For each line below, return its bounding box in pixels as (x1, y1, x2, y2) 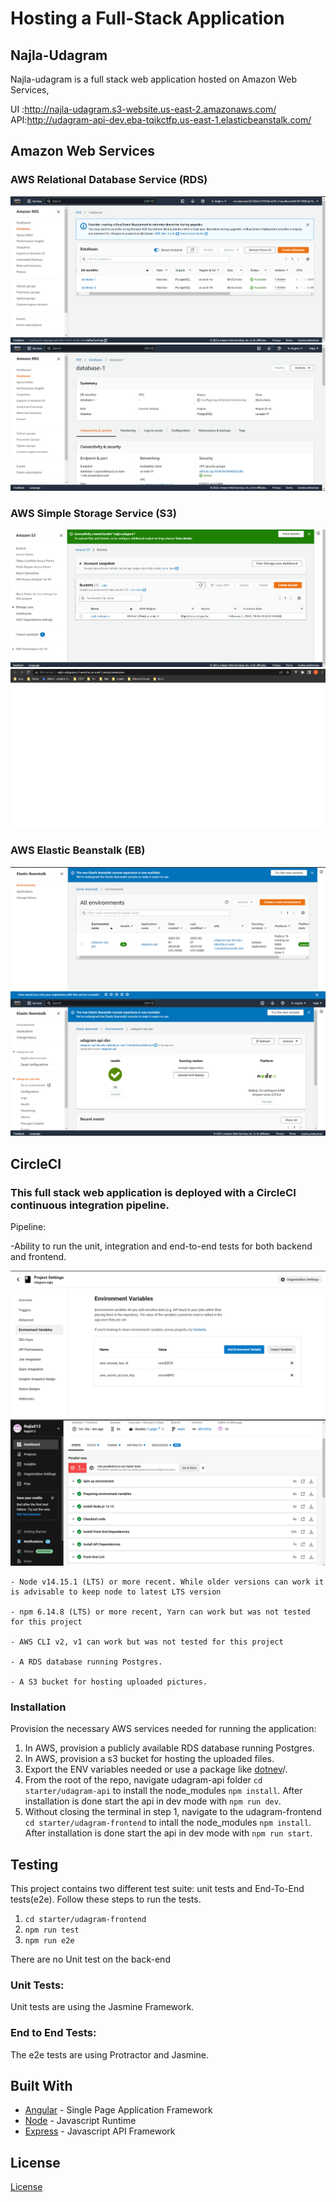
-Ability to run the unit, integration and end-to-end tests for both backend (10, 1240, 313, 1252)
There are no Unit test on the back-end (10, 1953, 171, 1966)
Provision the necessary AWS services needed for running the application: (10, 1723, 317, 1735)
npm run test (24, 1925, 80, 1936)
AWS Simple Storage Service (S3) (10, 506, 177, 520)
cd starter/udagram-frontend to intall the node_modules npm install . (24, 1817, 312, 1829)
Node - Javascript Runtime (24, 2115, 137, 2127)
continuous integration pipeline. (10, 1198, 170, 1212)
